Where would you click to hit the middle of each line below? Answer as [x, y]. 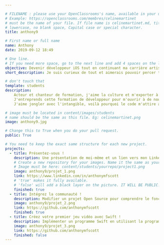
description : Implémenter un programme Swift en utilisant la [78, 221]
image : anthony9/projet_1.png [45, 172]
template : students [25, 86]
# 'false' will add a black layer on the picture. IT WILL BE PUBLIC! [87, 185]
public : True [18, 135]
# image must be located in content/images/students [60, 113]
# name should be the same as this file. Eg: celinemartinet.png [73, 117]
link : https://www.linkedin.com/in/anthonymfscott [66, 176]
